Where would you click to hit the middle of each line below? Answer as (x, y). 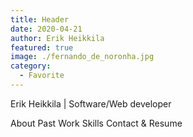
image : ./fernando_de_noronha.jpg (82, 57)
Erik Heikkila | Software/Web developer (91, 103)
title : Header (40, 19)
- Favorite (42, 76)
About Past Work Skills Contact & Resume (96, 123)
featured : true (42, 47)
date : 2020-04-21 (46, 29)
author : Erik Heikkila (57, 38)
